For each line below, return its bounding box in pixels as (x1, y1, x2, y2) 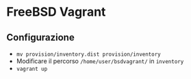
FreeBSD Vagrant (6, 4, 106, 20)
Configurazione (6, 32, 75, 43)
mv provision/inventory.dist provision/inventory (16, 51, 162, 58)
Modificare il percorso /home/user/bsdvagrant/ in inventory (16, 57, 184, 65)
